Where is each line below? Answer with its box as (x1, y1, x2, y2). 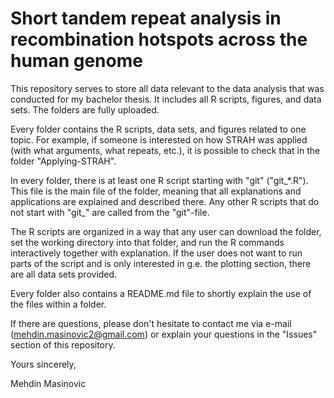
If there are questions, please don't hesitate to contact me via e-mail (10, 317, 292, 329)
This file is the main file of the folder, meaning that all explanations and (10, 185, 302, 197)
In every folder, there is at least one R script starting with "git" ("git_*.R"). (10, 174, 309, 186)
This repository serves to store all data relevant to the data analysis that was (10, 82, 325, 94)
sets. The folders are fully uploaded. (10, 103, 160, 116)
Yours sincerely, (10, 358, 77, 370)
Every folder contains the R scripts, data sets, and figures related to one (10, 123, 307, 135)
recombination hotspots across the (10, 28, 308, 51)
